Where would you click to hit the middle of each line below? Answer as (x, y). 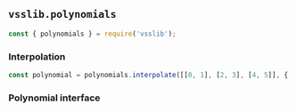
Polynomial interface (54, 98)
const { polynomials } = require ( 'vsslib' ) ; (92, 34)
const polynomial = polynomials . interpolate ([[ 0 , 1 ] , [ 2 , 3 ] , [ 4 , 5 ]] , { (148, 75)
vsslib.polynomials (62, 15)
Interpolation (37, 56)
